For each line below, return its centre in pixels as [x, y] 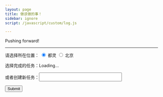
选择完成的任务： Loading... [32, 66]
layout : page [18, 9]
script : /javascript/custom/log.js [41, 23]
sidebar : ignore [21, 18]
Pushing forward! [22, 41]
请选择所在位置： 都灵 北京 [39, 55]
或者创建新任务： [22, 77]
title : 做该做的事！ [24, 14]
